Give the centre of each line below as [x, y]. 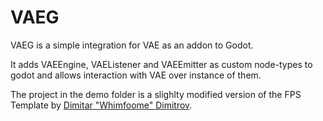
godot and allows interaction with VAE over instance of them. [136, 75]
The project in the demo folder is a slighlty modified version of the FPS [156, 94]
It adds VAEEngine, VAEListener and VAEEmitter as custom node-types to [161, 64]
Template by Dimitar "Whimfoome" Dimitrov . [101, 105]
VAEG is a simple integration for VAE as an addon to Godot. [132, 45]
